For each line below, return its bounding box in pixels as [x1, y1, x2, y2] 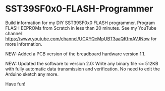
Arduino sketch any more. [5, 71, 59, 77]
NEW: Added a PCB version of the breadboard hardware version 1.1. [5, 51, 146, 57]
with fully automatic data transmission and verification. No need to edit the [5, 66, 160, 72]
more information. [5, 41, 42, 47]
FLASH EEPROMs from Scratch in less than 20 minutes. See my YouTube [5, 25, 157, 31]
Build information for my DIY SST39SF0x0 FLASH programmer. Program [5, 20, 155, 26]
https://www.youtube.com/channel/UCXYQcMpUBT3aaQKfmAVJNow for [5, 36, 157, 42]
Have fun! [5, 81, 26, 87]
